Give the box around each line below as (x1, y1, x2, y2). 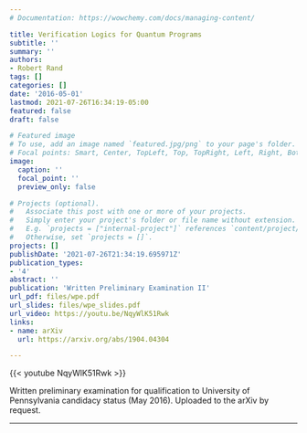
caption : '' (17, 165, 64, 174)
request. (9, 405, 41, 416)
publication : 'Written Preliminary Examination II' (9, 284, 210, 293)
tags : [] (9, 72, 43, 82)
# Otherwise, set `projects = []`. (9, 233, 153, 242)
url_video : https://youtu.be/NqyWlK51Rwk (9, 309, 170, 318)
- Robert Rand (9, 64, 64, 73)
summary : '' (9, 47, 55, 56)
